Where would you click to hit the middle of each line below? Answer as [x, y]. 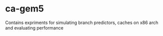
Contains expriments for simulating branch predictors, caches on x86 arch [82, 22]
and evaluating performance [34, 27]
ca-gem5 [24, 9]
